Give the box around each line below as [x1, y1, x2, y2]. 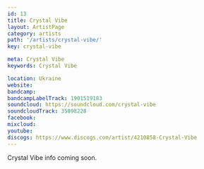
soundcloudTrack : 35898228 [7, 108, 87, 115]
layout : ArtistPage [7, 23, 65, 30]
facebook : [7, 114, 37, 122]
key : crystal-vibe [7, 43, 61, 50]
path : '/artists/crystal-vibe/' [7, 37, 102, 44]
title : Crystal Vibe [7, 17, 68, 24]
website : [7, 82, 33, 89]
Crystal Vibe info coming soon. [7, 153, 97, 162]
